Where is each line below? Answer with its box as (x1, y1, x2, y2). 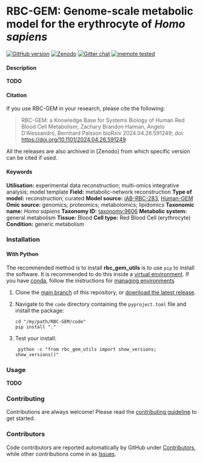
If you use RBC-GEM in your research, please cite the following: (6, 105, 165, 112)
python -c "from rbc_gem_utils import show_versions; (18, 346, 157, 353)
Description (6, 64, 37, 71)
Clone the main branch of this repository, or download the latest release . (15, 288, 196, 296)
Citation (6, 91, 27, 98)
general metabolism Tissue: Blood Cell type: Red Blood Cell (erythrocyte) (6, 214, 191, 221)
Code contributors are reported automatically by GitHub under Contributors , (6, 444, 196, 451)
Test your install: (15, 334, 56, 342)
